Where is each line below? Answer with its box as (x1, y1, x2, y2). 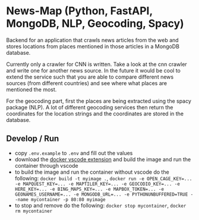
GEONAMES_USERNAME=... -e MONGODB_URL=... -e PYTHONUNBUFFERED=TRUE (14, 191, 188, 197)
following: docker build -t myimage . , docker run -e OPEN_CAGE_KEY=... (14, 174, 192, 182)
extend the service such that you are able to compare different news (6, 73, 174, 80)
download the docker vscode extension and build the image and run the (14, 156, 191, 163)
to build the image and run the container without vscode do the (14, 168, 169, 175)
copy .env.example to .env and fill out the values (14, 149, 133, 156)
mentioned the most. (6, 86, 57, 93)
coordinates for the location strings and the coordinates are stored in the (6, 110, 184, 117)
